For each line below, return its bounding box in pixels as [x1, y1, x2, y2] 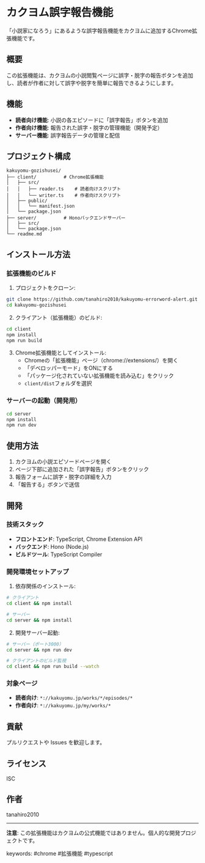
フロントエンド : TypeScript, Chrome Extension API [15, 535, 143, 543]
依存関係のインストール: [15, 582, 76, 590]
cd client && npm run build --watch [6, 664, 99, 670]
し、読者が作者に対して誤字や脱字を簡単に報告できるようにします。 [6, 79, 177, 86]
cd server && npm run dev [6, 647, 72, 653]
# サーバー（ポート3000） [6, 641, 64, 647]
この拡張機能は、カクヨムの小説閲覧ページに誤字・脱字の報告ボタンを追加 [6, 72, 193, 79]
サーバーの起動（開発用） [6, 397, 82, 405]
